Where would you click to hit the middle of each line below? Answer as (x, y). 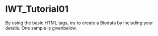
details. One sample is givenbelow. (41, 28)
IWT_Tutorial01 (37, 9)
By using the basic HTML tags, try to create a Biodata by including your (79, 23)
